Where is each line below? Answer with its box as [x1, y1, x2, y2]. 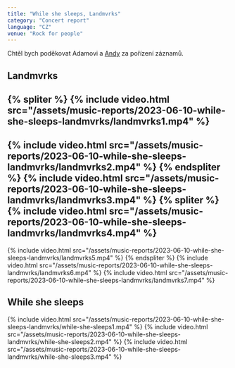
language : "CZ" [7, 23, 52, 30]
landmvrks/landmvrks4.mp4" [7, 227, 141, 239]
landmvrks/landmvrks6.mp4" [7, 268, 91, 277]
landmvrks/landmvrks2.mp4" [7, 161, 141, 173]
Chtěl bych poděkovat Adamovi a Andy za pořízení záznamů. [7, 49, 184, 58]
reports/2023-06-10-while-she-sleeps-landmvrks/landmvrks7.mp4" [7, 276, 205, 284]
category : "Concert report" [7, 17, 90, 24]
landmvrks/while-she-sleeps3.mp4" [7, 353, 112, 361]
